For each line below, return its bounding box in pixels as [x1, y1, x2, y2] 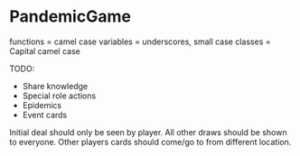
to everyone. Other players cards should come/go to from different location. [9, 136, 292, 147]
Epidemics [22, 99, 61, 110]
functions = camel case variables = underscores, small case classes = [9, 36, 271, 47]
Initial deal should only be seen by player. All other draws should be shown [9, 126, 287, 137]
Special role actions [22, 90, 97, 101]
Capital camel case [9, 45, 81, 56]
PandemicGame [9, 6, 131, 27]
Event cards [22, 109, 68, 120]
